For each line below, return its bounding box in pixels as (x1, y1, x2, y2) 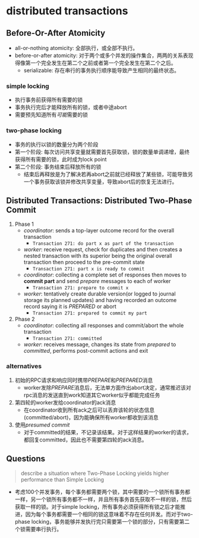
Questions (6, 454, 46, 464)
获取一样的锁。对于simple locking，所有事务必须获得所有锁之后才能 (14, 503, 181, 510)
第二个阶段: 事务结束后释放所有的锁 (14, 163, 102, 170)
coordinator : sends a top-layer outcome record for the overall (23, 227, 174, 234)
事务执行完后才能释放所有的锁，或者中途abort (14, 104, 127, 111)
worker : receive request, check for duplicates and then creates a (23, 246, 182, 253)
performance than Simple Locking (20, 475, 105, 483)
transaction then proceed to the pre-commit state (23, 259, 145, 266)
